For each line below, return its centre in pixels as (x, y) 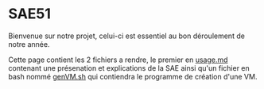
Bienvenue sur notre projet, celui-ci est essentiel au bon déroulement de (126, 36)
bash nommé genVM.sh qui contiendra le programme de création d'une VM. (133, 76)
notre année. (29, 44)
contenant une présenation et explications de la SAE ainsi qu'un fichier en (129, 68)
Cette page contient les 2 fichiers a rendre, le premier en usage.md (118, 60)
